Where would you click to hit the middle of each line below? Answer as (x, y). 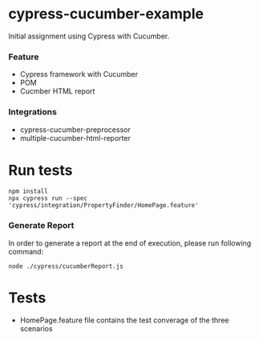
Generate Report (41, 226)
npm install (28, 192)
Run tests (40, 170)
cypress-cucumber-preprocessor (75, 130)
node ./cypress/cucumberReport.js (66, 266)
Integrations (33, 112)
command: (26, 251)
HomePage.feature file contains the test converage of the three (124, 320)
